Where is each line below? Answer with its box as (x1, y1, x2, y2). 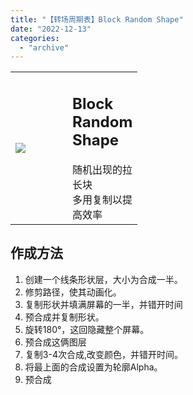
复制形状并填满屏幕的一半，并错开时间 (24, 298, 183, 310)
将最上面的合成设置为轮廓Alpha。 (24, 361, 163, 373)
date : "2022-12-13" (10, 24, 92, 34)
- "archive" (19, 42, 70, 53)
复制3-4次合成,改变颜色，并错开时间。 (24, 348, 183, 360)
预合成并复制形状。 (24, 311, 105, 323)
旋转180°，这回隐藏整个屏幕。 (24, 323, 150, 335)
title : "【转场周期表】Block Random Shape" (10, 14, 184, 25)
